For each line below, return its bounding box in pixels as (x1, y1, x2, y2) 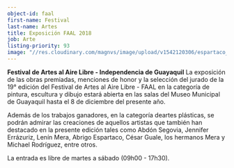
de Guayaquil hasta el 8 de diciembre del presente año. (7, 97, 166, 106)
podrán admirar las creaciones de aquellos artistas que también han (7, 118, 203, 126)
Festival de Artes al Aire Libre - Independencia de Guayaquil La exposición (7, 67, 226, 76)
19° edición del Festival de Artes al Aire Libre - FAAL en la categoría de (7, 83, 210, 91)
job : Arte (7, 36, 36, 43)
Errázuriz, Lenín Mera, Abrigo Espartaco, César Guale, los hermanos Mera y (7, 133, 225, 141)
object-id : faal (7, 10, 54, 17)
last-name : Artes (7, 23, 58, 30)
